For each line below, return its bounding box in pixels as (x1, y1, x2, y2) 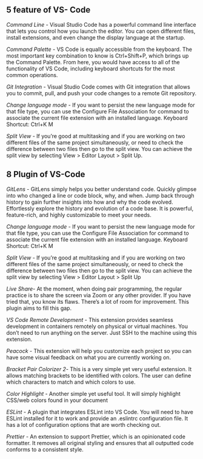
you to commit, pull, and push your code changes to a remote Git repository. (6, 89, 197, 96)
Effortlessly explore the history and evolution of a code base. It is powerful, (6, 204, 194, 212)
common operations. (6, 71, 58, 78)
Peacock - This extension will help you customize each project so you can (6, 347, 192, 354)
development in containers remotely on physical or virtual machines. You (6, 323, 188, 330)
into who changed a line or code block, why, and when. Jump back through (6, 192, 195, 199)
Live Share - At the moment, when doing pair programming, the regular (6, 285, 182, 292)
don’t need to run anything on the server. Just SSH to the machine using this (6, 329, 197, 336)
